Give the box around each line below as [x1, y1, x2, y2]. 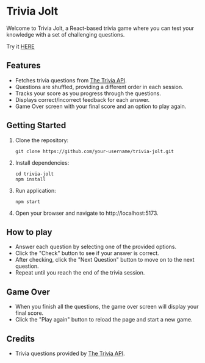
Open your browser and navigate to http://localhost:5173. [15, 209, 159, 217]
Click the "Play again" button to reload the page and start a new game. [15, 316, 193, 323]
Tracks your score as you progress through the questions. [15, 90, 162, 97]
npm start [15, 198, 41, 205]
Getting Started [6, 120, 67, 131]
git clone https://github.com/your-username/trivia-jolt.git [15, 148, 174, 154]
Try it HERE [6, 43, 35, 50]
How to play [6, 227, 52, 237]
